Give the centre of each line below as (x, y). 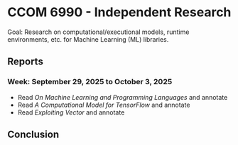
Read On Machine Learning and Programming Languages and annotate (123, 97)
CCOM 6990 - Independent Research (119, 12)
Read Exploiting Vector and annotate (71, 112)
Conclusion (33, 135)
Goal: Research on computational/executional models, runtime (98, 32)
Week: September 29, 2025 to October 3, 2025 (90, 82)
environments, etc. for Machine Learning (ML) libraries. (88, 39)
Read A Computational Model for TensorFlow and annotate (104, 105)
